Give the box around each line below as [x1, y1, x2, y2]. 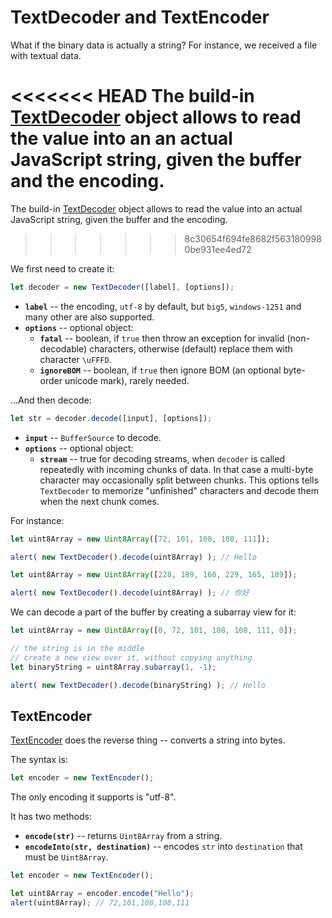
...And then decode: [10, 394, 92, 406]
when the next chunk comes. [39, 495, 160, 507]
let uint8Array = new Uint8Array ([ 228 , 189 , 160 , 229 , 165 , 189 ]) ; [10, 570, 298, 580]
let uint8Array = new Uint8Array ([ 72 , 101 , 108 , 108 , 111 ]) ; [10, 534, 271, 544]
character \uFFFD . [39, 353, 112, 365]
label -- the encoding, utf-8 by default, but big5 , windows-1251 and [24, 300, 302, 312]
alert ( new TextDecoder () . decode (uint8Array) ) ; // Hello [10, 552, 257, 562]
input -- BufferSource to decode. [24, 431, 162, 443]
